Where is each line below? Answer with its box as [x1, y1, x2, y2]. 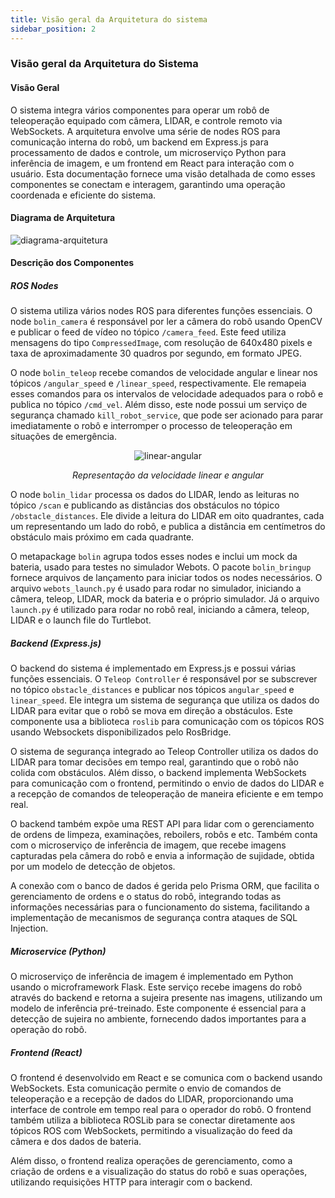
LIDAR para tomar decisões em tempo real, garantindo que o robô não [10, 756, 299, 768]
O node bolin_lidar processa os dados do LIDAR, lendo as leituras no [10, 489, 300, 501]
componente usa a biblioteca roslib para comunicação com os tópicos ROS [10, 716, 325, 728]
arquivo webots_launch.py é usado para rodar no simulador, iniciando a [10, 582, 302, 595]
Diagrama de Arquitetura [10, 212, 116, 224]
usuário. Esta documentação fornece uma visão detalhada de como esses [10, 167, 316, 180]
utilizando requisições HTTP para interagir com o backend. [10, 1176, 253, 1188]
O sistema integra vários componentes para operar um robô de [10, 104, 270, 116]
